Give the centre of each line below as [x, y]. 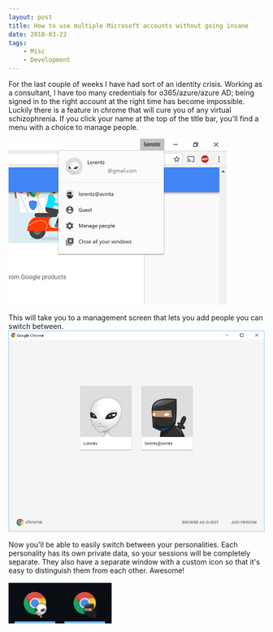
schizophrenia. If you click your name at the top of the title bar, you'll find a [134, 119]
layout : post [30, 17]
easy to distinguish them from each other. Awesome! [97, 570]
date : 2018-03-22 [38, 34]
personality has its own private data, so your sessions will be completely [130, 553]
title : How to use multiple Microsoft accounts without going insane [129, 26]
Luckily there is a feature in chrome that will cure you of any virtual [120, 110]
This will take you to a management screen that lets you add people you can [136, 318]
